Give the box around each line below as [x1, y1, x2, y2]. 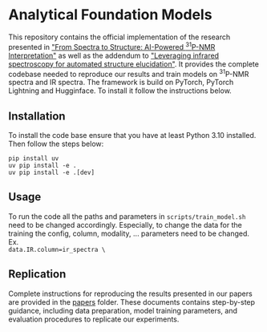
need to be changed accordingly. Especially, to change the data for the [8, 220, 242, 229]
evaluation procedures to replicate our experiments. [8, 314, 180, 324]
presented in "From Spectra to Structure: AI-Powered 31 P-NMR [8, 40, 216, 51]
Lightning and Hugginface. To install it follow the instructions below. [8, 86, 233, 95]
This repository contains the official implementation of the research [8, 32, 231, 42]
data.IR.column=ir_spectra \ [8, 245, 106, 253]
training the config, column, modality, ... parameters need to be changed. [8, 229, 250, 238]
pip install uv [8, 155, 59, 163]
